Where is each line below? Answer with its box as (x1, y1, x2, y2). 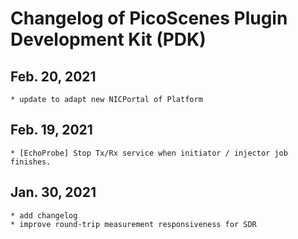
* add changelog (10, 210, 78, 221)
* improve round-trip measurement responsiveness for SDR (10, 219, 257, 229)
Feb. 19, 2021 (10, 122, 93, 139)
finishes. (10, 157, 52, 167)
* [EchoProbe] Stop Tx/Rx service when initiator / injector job (10, 148, 288, 158)
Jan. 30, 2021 (10, 184, 97, 201)
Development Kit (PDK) (10, 28, 207, 51)
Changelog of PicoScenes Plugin (10, 7, 288, 30)
